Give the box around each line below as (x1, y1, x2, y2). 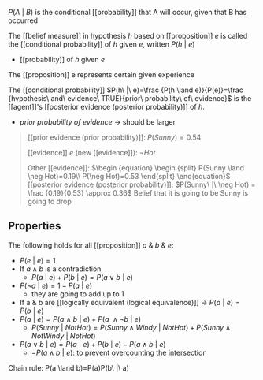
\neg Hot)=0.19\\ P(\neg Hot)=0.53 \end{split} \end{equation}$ (27, 172, 231, 181)
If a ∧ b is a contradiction (19, 264, 102, 274)
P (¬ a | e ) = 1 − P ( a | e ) (19, 281, 93, 290)
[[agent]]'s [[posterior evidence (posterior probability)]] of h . (8, 102, 205, 111)
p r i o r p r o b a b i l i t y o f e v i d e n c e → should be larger (19, 117, 176, 126)
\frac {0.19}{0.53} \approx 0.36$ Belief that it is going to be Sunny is (27, 188, 249, 197)
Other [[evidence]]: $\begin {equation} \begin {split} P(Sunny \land (27, 163, 245, 173)
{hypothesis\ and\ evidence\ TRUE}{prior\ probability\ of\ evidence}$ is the (8, 94, 252, 102)
